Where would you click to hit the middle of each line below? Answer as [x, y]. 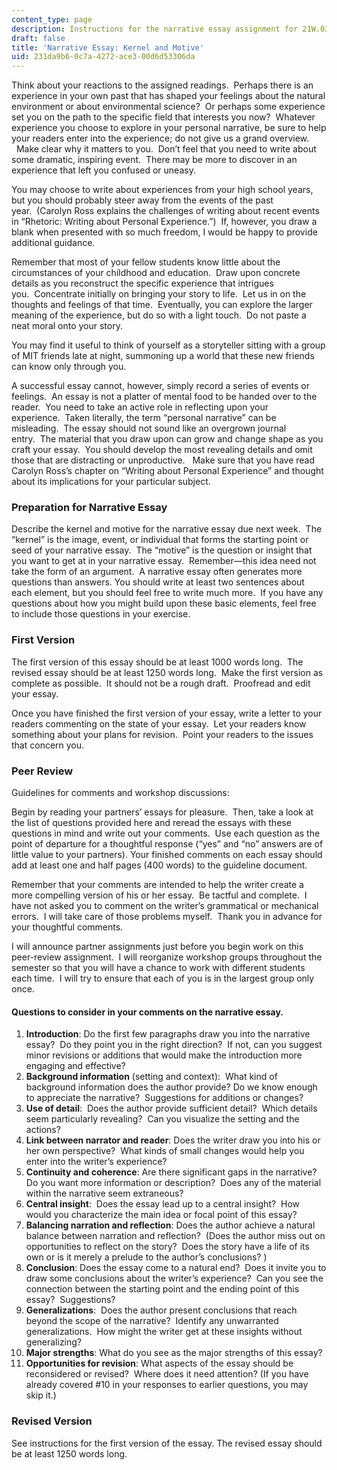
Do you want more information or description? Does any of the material [173, 1183]
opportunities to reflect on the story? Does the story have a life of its [167, 1247]
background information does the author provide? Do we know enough [171, 1087]
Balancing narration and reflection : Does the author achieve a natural [170, 1225]
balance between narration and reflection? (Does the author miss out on [175, 1236]
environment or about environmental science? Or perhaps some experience [168, 107]
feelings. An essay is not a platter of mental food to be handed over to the [164, 397]
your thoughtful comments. [67, 927]
